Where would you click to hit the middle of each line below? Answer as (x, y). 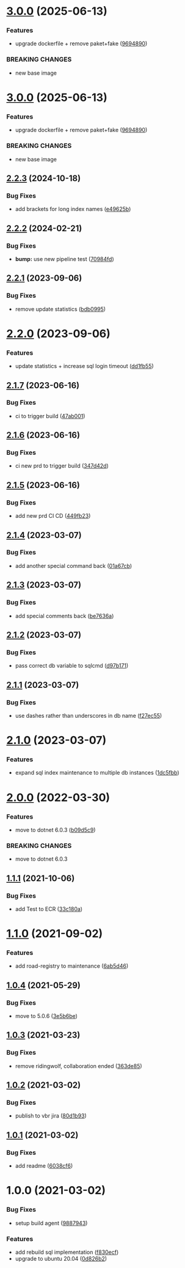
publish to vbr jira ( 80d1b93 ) (51, 1116)
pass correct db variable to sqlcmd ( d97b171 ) (72, 666)
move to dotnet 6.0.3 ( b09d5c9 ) (55, 830)
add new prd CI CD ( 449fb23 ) (53, 516)
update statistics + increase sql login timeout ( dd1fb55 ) (84, 366)
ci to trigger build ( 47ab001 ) (50, 416)
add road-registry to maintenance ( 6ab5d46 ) (72, 966)
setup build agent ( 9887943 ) (51, 1223)
